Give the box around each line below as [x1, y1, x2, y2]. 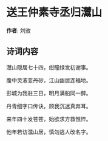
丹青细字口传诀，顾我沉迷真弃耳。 [6, 102, 92, 109]
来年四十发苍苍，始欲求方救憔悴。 [6, 115, 92, 122]
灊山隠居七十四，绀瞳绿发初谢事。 [6, 63, 92, 70]
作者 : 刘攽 [6, 27, 31, 34]
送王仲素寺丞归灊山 [6, 5, 103, 19]
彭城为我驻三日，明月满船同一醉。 [6, 89, 92, 97]
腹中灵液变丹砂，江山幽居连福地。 [6, 77, 92, 84]
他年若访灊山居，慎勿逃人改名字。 [6, 128, 92, 136]
